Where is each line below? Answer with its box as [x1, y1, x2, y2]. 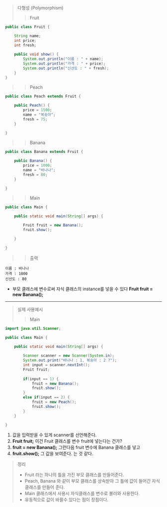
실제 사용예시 [17, 306, 43, 312]
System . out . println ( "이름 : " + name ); [23, 57, 103, 62]
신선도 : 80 [5, 276, 27, 281]
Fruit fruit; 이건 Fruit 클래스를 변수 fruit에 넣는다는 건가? [12, 438, 123, 444]
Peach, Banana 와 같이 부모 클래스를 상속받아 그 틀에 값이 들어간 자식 [24, 478, 160, 484]
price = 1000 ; [23, 163, 52, 168]
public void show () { [14, 52, 59, 57]
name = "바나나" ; [23, 168, 56, 173]
